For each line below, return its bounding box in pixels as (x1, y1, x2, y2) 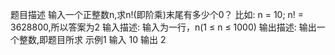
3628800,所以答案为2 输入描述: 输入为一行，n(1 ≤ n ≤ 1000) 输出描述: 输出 (10, 21, 317, 33)
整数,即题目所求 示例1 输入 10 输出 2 (18, 34, 167, 45)
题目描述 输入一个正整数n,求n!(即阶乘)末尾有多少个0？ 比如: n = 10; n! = (10, 9, 305, 20)
